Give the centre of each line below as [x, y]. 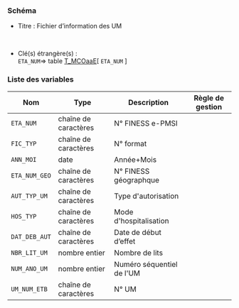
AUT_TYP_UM [29, 196]
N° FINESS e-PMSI [145, 123]
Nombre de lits [138, 253]
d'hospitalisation [141, 221]
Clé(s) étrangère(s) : [47, 54]
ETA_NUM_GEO [31, 175]
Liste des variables [41, 79]
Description [148, 102]
